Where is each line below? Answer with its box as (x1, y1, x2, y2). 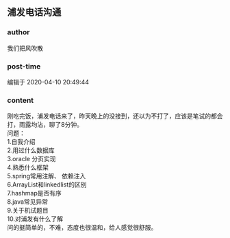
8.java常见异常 (7, 198, 49, 206)
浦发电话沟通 (7, 6, 62, 19)
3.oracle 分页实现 (7, 155, 56, 163)
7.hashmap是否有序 (7, 189, 62, 198)
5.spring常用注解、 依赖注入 (7, 172, 86, 180)
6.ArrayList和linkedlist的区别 (7, 180, 87, 189)
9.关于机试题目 (7, 206, 49, 215)
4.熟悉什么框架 (7, 163, 49, 171)
